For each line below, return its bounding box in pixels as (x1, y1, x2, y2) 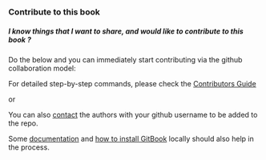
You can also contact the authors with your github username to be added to (8, 110, 258, 119)
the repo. (8, 118, 38, 128)
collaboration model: (8, 63, 76, 73)
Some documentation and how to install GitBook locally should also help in (8, 134, 254, 143)
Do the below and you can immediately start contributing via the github (8, 54, 243, 64)
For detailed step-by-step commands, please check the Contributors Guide (8, 78, 256, 88)
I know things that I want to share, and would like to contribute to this (8, 26, 244, 36)
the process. (8, 142, 50, 152)
